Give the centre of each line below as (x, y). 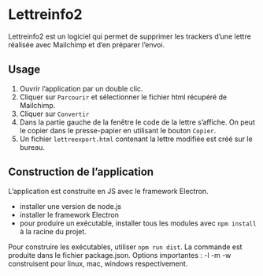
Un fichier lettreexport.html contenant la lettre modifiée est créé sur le (136, 139)
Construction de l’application (81, 172)
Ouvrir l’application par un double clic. (81, 88)
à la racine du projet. (53, 231)
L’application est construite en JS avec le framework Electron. (108, 191)
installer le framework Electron (69, 214)
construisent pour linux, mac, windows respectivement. (98, 263)
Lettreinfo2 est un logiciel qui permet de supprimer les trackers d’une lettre (130, 36)
